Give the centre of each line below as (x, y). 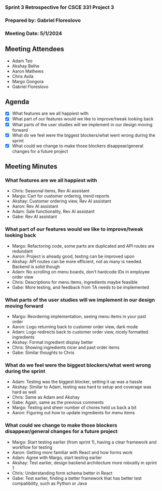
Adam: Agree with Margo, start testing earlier (57, 457)
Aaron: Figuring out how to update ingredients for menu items (74, 413)
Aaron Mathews (28, 71)
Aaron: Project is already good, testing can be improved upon (73, 256)
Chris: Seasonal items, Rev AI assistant (51, 191)
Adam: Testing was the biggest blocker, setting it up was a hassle (77, 382)
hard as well (24, 392)
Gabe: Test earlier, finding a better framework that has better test (77, 478)
